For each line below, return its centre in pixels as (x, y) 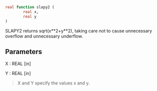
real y (30, 16)
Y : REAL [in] (18, 73)
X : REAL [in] (18, 64)
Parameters (24, 52)
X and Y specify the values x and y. (54, 83)
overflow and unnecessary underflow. (44, 36)
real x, (31, 12)
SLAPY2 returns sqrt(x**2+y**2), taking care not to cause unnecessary (79, 30)
